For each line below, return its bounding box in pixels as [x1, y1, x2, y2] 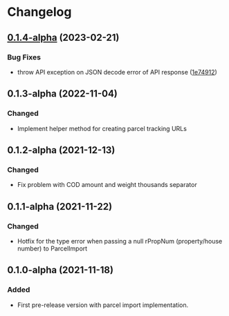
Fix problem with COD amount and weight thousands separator [17, 181, 197, 189]
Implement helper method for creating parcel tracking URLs [17, 124, 187, 132]
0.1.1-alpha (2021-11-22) [7, 201, 113, 213]
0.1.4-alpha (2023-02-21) [7, 32, 120, 43]
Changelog [7, 4, 72, 20]
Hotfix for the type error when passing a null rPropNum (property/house [17, 237, 223, 245]
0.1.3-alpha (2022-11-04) [7, 88, 118, 100]
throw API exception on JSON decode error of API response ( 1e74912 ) [17, 68, 218, 76]
